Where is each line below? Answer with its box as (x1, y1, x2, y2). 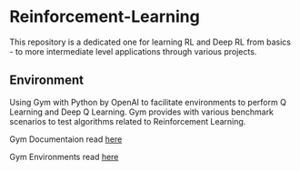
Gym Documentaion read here (9, 134, 123, 145)
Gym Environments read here (9, 151, 119, 162)
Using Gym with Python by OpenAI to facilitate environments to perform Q (9, 96, 286, 107)
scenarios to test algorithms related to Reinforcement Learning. (9, 116, 246, 126)
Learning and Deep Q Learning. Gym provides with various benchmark (9, 106, 275, 117)
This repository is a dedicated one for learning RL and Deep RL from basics (9, 36, 291, 47)
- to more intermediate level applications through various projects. (9, 45, 257, 56)
